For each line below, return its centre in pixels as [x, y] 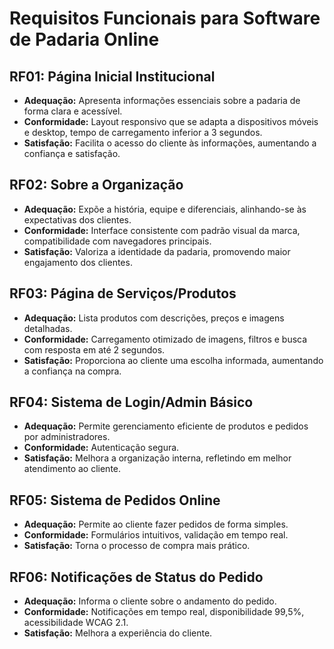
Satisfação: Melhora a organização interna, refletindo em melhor [157, 458]
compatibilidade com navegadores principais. [117, 241]
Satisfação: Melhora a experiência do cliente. [118, 633]
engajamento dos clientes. [78, 262]
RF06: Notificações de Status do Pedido [136, 577]
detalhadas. [48, 328]
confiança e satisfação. [72, 153]
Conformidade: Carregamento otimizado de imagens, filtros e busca [165, 339]
